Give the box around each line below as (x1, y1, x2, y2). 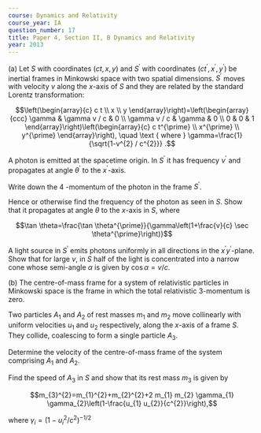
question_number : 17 (8, 26, 76, 34)
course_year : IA (8, 19, 61, 27)
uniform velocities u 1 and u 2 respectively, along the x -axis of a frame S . (8, 320, 239, 331)
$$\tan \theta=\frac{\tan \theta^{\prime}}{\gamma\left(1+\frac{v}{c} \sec (15, 221, 249, 230)
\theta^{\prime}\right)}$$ (91, 230, 173, 239)
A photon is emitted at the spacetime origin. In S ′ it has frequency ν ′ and (8, 155, 241, 166)
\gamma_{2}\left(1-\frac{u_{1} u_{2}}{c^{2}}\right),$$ (46, 399, 218, 409)
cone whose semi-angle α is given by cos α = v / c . (8, 263, 171, 272)
